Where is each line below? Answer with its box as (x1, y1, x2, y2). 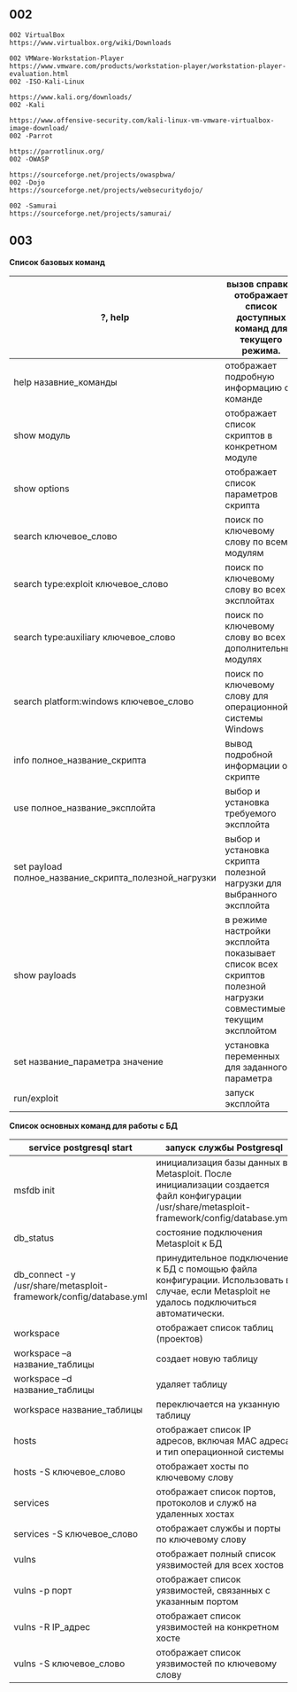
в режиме (225, 913, 268, 926)
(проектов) (156, 1332, 203, 1344)
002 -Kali (9, 100, 46, 109)
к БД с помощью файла (156, 1263, 258, 1275)
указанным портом (156, 1595, 239, 1608)
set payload (13, 860, 63, 873)
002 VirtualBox (9, 30, 65, 39)
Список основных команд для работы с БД (9, 1120, 179, 1131)
